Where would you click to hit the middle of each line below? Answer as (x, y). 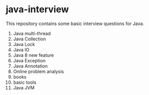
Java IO (21, 50)
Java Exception (29, 60)
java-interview (38, 9)
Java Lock (24, 44)
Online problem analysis (39, 71)
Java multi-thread (32, 33)
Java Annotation (30, 66)
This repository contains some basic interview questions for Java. (75, 23)
